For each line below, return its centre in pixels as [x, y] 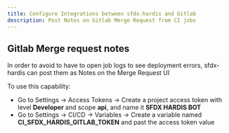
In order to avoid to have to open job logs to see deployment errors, [105, 65]
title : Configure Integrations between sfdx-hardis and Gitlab [102, 14]
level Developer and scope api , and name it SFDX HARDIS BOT [109, 107]
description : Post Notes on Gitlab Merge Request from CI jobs [102, 20]
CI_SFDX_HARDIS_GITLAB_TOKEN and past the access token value [116, 122]
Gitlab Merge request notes [68, 49]
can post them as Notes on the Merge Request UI [98, 73]
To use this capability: [39, 86]
